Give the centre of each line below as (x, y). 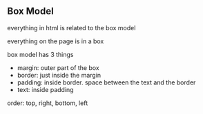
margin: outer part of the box (58, 67)
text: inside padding (45, 89)
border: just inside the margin (59, 75)
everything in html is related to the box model (71, 27)
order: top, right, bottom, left (48, 103)
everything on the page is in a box (56, 41)
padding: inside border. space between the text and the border (106, 82)
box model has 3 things (40, 54)
